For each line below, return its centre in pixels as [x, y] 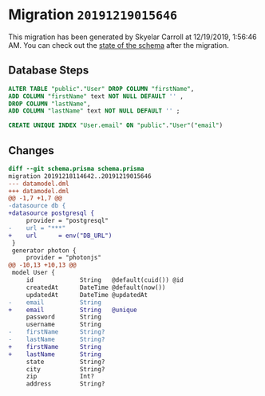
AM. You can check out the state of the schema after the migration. [119, 45]
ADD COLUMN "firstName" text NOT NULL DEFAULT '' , [96, 96]
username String [64, 325]
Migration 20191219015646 [93, 15]
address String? [65, 384]
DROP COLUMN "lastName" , [49, 104]
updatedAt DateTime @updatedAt [87, 295]
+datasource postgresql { [51, 213]
